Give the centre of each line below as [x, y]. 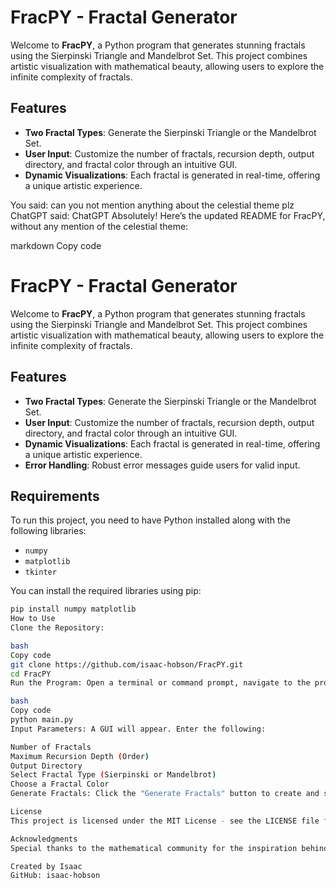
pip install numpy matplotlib [73, 609]
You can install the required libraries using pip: [106, 591]
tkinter [40, 572]
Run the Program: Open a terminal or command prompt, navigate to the [160, 683]
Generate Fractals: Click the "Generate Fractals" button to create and [165, 794]
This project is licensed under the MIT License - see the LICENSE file [165, 821]
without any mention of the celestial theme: [99, 226]
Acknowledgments [44, 839]
